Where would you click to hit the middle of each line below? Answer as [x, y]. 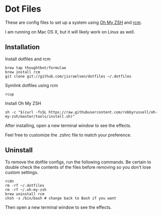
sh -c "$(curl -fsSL [26, 112]
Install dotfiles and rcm [28, 59]
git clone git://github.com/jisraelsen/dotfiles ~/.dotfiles [68, 76]
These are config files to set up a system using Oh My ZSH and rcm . [73, 22]
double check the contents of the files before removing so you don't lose [78, 167]
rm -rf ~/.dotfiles [25, 185]
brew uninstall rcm [25, 194]
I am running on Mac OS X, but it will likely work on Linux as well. [70, 32]
